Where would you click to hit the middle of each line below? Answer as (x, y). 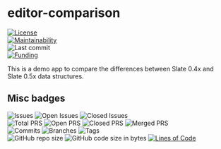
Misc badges (36, 99)
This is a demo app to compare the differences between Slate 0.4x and (110, 68)
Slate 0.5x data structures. (46, 76)
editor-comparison (64, 13)
